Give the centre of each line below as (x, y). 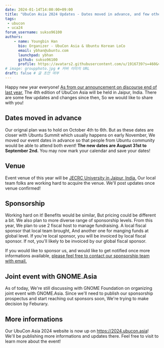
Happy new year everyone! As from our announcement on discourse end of (81, 87)
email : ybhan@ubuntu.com (43, 50)
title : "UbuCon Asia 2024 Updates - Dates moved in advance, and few (77, 14)
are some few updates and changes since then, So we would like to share (79, 97)
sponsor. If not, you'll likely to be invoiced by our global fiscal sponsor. (76, 241)
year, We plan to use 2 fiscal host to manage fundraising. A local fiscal (76, 226)
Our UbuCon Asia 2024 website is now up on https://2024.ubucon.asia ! (77, 331)
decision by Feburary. (27, 304)
